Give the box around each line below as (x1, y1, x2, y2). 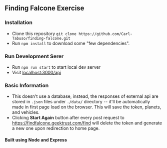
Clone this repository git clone (11, 30, 77, 37)
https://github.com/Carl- (78, 31, 133, 37)
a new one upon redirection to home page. (11, 125, 100, 131)
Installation (4, 19, 33, 26)
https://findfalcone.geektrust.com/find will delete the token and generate (11, 120, 162, 126)
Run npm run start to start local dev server (11, 64, 101, 70)
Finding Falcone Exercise (4, 4, 84, 13)
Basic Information (4, 82, 49, 89)
